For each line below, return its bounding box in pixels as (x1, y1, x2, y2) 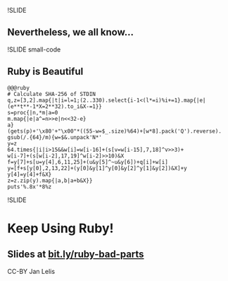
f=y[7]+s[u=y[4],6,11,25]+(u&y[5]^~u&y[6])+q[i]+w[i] (7, 158, 169, 165)
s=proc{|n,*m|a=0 (7, 109, 58, 116)
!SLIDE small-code (7, 45, 61, 54)
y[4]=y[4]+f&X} (7, 171, 52, 178)
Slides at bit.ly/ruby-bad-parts (7, 249, 144, 261)
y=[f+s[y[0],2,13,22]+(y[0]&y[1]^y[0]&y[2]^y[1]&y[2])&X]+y (7, 165, 188, 172)
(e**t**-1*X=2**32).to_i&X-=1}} (7, 102, 102, 110)
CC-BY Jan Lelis (7, 267, 55, 275)
